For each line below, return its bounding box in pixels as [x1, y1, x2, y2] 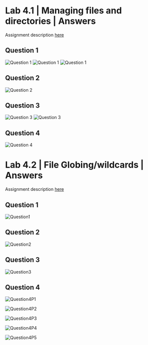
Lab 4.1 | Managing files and [5, 5, 122, 16]
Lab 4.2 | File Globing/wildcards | [5, 159, 144, 171]
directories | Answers [5, 15, 96, 27]
